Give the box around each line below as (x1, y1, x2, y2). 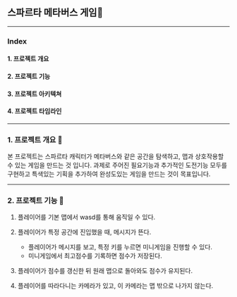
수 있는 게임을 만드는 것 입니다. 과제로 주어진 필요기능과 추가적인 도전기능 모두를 (7, 161, 228, 170)
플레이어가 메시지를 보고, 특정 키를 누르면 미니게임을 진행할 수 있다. (28, 243, 213, 251)
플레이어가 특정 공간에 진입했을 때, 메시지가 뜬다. (17, 228, 152, 236)
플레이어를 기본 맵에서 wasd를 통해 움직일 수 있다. (17, 213, 156, 222)
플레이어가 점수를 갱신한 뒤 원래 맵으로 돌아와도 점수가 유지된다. (17, 267, 193, 275)
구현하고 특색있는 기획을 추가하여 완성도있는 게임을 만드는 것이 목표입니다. (7, 170, 211, 178)
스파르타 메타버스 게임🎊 (7, 6, 104, 19)
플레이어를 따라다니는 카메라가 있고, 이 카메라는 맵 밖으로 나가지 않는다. (17, 282, 214, 290)
